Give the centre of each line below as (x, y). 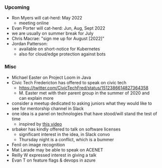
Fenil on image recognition (38, 145)
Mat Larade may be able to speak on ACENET (57, 149)
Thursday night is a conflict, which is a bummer (66, 139)
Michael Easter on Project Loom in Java (51, 77)
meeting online (34, 23)
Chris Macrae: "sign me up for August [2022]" (58, 38)
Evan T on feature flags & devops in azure (54, 160)
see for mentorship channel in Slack (47, 108)
